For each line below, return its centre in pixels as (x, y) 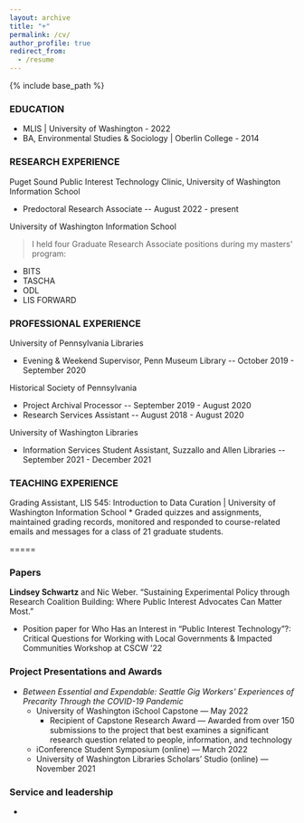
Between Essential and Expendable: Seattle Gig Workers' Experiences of (158, 691)
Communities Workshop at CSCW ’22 (92, 648)
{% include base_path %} (57, 86)
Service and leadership (62, 791)
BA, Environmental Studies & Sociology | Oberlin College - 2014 (141, 139)
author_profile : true (50, 43)
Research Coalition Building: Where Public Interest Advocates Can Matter (146, 602)
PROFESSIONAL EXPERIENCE (76, 323)
